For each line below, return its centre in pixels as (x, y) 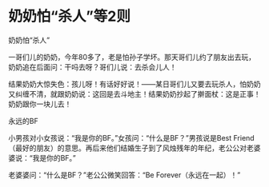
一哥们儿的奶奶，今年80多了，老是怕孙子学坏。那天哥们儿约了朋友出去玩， (132, 57)
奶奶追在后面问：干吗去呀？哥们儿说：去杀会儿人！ (92, 67)
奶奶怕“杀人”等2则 (69, 16)
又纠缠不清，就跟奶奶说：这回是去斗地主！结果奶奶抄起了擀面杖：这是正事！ (134, 93)
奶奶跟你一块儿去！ (40, 104)
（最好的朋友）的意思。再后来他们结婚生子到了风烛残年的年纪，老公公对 (127, 148)
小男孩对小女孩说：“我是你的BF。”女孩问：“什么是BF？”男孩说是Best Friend (131, 137)
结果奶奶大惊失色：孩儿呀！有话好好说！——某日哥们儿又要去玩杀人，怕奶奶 (134, 84)
